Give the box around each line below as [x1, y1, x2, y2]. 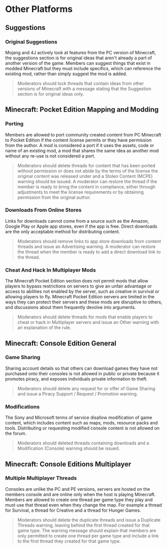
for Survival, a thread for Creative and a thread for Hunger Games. [5, 507, 141, 513]
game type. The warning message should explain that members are [17, 527, 156, 534]
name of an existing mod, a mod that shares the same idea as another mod [5, 147, 159, 153]
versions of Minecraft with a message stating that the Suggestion [17, 86, 152, 92]
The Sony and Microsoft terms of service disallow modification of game [5, 414, 153, 420]
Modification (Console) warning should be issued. [17, 445, 120, 451]
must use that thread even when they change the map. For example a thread [5, 502, 162, 508]
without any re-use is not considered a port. [5, 153, 96, 159]
